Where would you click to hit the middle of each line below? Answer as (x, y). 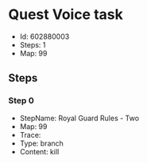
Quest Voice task (66, 15)
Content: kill (39, 151)
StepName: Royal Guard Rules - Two (79, 118)
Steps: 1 (33, 44)
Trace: (30, 135)
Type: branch (41, 143)
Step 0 (21, 100)
